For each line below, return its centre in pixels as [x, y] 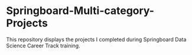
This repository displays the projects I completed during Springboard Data [96, 39]
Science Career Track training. [43, 46]
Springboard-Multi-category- [80, 11]
